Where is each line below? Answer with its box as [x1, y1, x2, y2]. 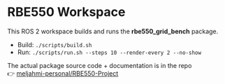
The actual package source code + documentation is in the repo [7, 61, 192, 69]
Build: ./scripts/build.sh [17, 40, 92, 49]
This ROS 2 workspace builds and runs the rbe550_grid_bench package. [7, 27, 219, 35]
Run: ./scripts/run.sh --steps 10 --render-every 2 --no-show [17, 48, 201, 56]
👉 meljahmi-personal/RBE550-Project [7, 69, 119, 77]
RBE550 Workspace [7, 4, 126, 20]
